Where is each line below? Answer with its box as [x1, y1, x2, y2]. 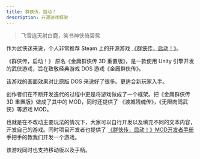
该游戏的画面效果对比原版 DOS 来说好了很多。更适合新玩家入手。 [6, 78, 168, 85]
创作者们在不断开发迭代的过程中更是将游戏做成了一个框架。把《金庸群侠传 [6, 90, 190, 98]
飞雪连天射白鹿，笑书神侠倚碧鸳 [20, 31, 100, 39]
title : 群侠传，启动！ [6, 8, 57, 15]
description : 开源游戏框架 [6, 14, 68, 20]
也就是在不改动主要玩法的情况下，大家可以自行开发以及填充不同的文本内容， [6, 118, 196, 125]
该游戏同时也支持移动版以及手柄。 [6, 146, 91, 154]
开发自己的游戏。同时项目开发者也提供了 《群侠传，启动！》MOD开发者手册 [6, 126, 194, 133]
